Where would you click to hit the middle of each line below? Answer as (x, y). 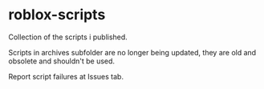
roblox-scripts (57, 15)
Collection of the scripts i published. (68, 37)
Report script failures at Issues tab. (66, 76)
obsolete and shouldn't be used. (61, 61)
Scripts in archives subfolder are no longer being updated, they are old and (132, 52)
